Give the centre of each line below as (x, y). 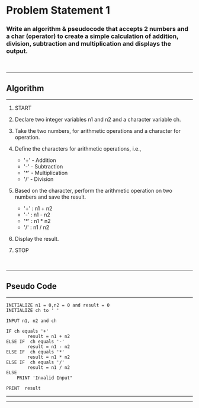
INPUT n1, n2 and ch (32, 321)
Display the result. (37, 239)
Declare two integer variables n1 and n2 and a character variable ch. (98, 120)
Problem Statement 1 (58, 10)
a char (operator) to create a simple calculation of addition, (92, 36)
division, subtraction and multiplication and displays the (89, 44)
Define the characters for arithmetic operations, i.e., (78, 149)
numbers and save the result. (50, 197)
